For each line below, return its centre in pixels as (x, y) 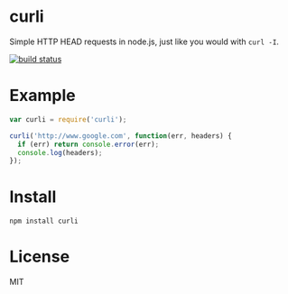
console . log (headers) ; (60, 152)
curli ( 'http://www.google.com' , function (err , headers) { (121, 136)
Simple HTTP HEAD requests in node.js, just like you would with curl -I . (144, 41)
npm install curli (44, 221)
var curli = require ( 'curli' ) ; (68, 119)
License (40, 257)
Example (42, 96)
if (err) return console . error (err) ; (88, 144)
